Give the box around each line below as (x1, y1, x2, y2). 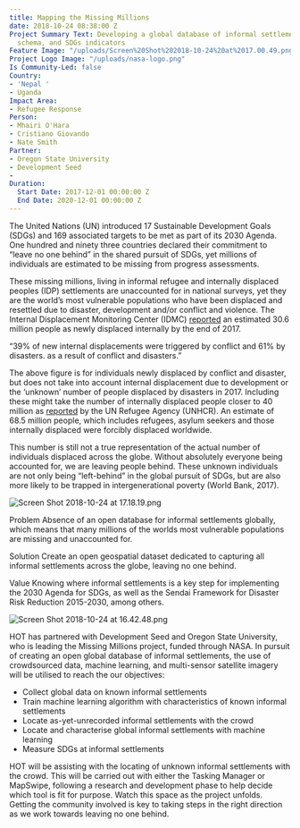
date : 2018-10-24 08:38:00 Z (9, 21, 118, 30)
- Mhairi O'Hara (9, 122, 70, 131)
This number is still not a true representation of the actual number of (9, 442, 261, 452)
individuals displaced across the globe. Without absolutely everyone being (9, 451, 283, 461)
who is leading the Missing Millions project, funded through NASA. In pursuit (9, 640, 290, 651)
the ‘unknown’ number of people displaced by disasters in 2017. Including (9, 386, 279, 397)
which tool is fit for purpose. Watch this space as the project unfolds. (9, 789, 263, 800)
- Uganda (9, 88, 42, 97)
